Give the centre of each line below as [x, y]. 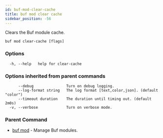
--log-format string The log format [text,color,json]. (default [88, 90]
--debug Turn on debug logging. [66, 86]
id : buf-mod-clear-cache [30, 10]
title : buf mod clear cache [34, 14]
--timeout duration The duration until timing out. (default [85, 99]
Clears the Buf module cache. [35, 33]
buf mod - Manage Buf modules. [45, 130]
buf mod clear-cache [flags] [35, 41]
